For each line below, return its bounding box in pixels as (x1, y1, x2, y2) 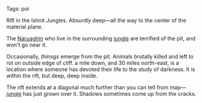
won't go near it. (6, 42, 47, 48)
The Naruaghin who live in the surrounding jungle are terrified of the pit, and (6, 35, 196, 42)
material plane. (6, 23, 43, 30)
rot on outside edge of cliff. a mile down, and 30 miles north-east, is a (6, 60, 179, 66)
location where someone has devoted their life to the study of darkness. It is (6, 66, 195, 73)
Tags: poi (6, 5, 30, 12)
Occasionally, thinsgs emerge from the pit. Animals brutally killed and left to (6, 53, 194, 60)
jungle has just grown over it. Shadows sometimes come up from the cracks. (6, 90, 197, 97)
